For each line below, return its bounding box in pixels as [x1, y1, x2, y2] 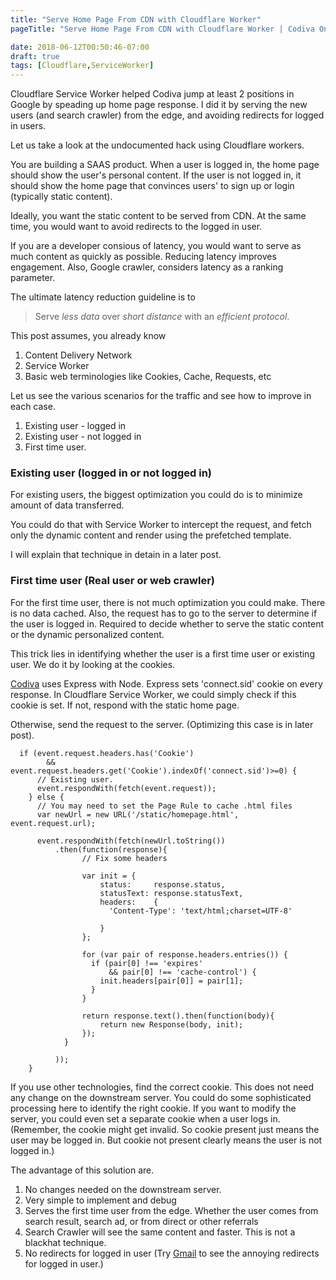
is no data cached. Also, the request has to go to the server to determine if [10, 607, 318, 619]
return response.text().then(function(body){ [81, 1011, 275, 1021]
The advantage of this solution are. [10, 1164, 155, 1176]
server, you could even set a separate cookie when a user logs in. [10, 1112, 281, 1125]
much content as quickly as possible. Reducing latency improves [10, 251, 277, 263]
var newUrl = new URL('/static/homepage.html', [36, 809, 240, 820]
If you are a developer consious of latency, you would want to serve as [10, 240, 302, 252]
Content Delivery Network [24, 349, 133, 361]
